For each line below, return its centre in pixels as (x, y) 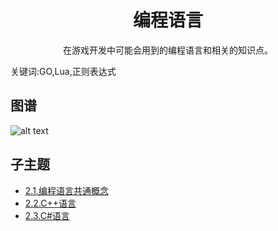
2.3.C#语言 (47, 215)
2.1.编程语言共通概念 (66, 190)
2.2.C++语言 (50, 203)
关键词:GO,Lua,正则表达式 (63, 71)
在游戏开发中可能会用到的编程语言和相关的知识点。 (168, 50)
